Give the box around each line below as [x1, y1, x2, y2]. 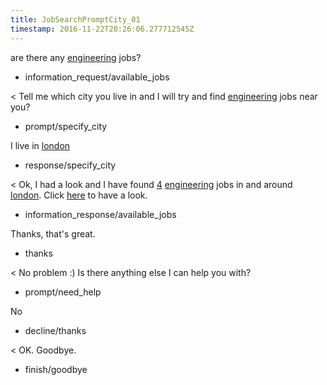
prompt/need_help [24, 286, 102, 298]
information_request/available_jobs [24, 71, 170, 83]
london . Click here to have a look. [10, 189, 148, 201]
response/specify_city [24, 159, 117, 171]
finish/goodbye [24, 363, 88, 375]
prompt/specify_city [24, 120, 108, 132]
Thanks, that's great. [10, 227, 96, 240]
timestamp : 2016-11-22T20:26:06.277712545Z [10, 24, 195, 34]
